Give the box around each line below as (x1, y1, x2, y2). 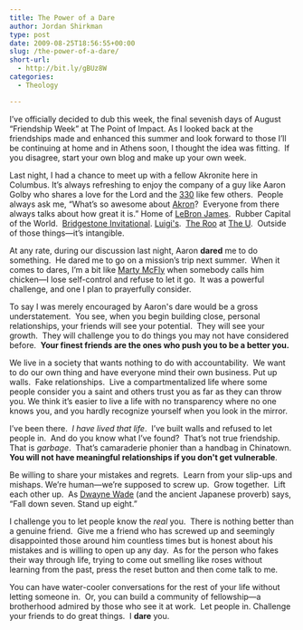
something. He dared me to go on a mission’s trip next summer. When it (9, 255, 280, 266)
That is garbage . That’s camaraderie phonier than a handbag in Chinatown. (9, 441, 292, 453)
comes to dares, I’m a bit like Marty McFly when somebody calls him (9, 264, 265, 275)
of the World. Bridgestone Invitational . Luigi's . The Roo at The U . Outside (9, 218, 287, 228)
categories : (9, 73, 54, 82)
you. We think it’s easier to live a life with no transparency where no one (9, 395, 278, 406)
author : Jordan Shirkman (9, 22, 103, 31)
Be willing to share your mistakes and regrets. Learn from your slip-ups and (9, 469, 292, 480)
